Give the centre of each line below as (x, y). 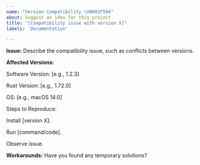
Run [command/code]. (34, 132)
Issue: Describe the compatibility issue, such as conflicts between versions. (100, 51)
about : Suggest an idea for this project (59, 17)
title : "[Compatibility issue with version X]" (67, 23)
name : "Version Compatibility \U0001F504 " (60, 12)
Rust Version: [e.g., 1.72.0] (39, 86)
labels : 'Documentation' (37, 28)
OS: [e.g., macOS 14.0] (34, 97)
